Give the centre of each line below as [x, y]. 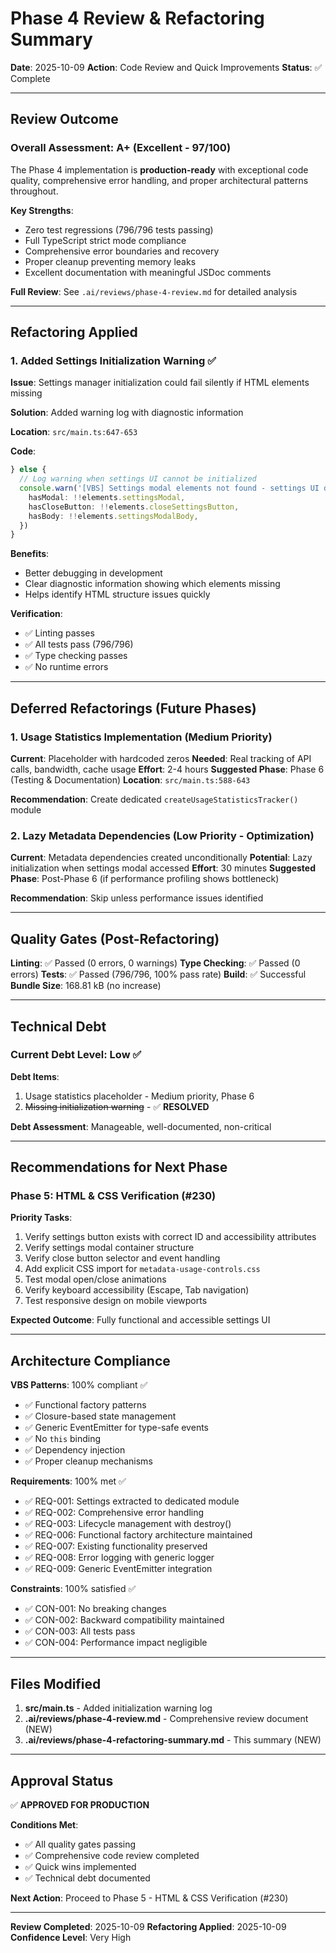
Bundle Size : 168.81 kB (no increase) [86, 986]
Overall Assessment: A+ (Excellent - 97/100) [121, 148]
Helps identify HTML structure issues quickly [117, 594]
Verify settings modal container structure [109, 1248]
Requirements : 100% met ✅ [68, 1481]
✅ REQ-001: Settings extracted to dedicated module [132, 1501]
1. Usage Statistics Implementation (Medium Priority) [141, 737]
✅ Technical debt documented [87, 1878]
